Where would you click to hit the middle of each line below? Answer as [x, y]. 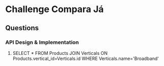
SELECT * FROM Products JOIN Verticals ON [60, 53]
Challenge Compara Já [54, 9]
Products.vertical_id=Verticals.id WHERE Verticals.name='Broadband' [86, 58]
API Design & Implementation [42, 42]
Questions [22, 28]
